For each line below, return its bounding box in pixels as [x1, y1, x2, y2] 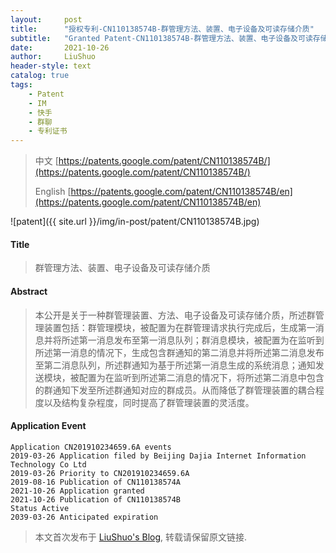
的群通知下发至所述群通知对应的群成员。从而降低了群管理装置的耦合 [34, 384, 316, 396]
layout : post [10, 14, 83, 25]
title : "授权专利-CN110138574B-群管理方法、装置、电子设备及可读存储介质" [10, 24, 315, 34]
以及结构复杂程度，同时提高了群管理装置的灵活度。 [43, 396, 255, 408]
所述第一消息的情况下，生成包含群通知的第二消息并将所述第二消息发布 [34, 346, 325, 358]
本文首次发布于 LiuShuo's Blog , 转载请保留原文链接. [34, 531, 248, 543]
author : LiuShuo [10, 52, 97, 62]
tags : [10, 80, 33, 90]
